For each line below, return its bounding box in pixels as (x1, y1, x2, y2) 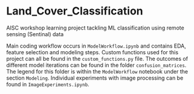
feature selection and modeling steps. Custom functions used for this (6, 48, 179, 55)
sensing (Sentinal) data (6, 30, 64, 37)
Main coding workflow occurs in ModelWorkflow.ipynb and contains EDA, (6, 42, 186, 49)
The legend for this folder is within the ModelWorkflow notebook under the (6, 67, 189, 75)
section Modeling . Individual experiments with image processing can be (6, 74, 184, 81)
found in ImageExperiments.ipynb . (6, 80, 89, 88)
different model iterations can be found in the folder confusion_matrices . (6, 61, 187, 69)
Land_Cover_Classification (6, 4, 143, 18)
